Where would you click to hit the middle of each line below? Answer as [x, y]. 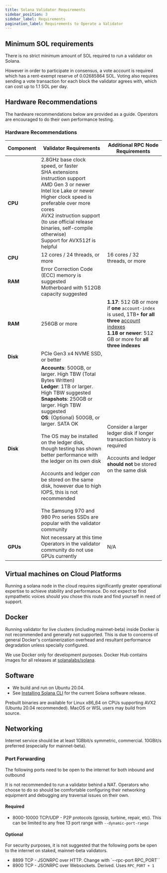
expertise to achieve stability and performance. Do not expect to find [76, 591]
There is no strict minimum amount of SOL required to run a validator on [79, 56]
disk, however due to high [71, 486]
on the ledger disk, [63, 442]
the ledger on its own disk [71, 461]
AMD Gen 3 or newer [66, 184]
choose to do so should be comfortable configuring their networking [75, 790]
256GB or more [59, 324]
